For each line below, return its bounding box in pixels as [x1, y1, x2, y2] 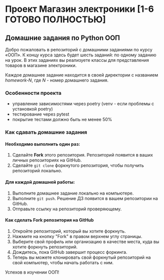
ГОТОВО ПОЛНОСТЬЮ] [5, 14, 106, 25]
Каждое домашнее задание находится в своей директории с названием [5, 72, 159, 78]
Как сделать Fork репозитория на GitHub [5, 217, 94, 223]
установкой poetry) [12, 106, 53, 112]
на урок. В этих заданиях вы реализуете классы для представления [5, 57, 149, 63]
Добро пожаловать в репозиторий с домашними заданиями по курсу [5, 47, 153, 52]
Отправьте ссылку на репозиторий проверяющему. [12, 206, 122, 212]
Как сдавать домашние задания [5, 129, 87, 136]
